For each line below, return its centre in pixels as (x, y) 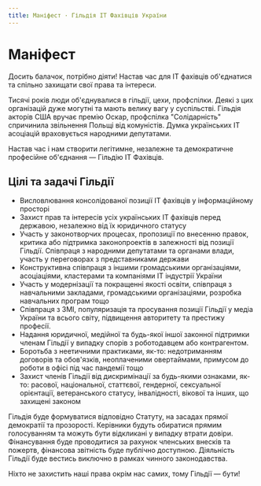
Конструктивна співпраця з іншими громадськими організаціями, (130, 268)
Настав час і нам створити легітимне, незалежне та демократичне (121, 148)
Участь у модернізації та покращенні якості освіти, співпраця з (125, 284)
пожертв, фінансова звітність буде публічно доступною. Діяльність (121, 451)
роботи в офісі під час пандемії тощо (81, 368)
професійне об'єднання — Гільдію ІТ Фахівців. (86, 157)
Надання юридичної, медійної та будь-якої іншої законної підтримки (134, 335)
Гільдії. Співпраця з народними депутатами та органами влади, (127, 251)
